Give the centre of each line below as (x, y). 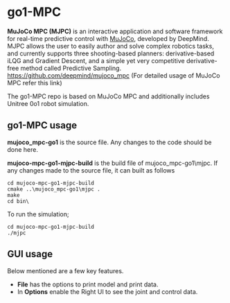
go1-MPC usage (42, 125)
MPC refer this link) (35, 83)
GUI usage (30, 254)
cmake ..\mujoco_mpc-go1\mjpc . (54, 189)
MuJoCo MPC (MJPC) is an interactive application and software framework (115, 31)
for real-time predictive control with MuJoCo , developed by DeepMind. (108, 38)
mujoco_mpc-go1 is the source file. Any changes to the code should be (109, 142)
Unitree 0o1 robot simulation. (48, 103)
